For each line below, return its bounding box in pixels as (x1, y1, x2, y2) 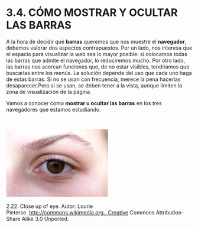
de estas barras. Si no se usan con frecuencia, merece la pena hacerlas (6, 76, 181, 83)
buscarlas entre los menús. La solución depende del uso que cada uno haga (6, 69, 192, 76)
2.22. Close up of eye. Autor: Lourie (6, 203, 93, 210)
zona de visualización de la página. (6, 88, 92, 95)
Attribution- (155, 209, 184, 216)
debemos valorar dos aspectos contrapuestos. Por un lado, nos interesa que (6, 44, 193, 51)
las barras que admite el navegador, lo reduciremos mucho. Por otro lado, (6, 57, 186, 64)
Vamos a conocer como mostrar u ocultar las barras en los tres (6, 99, 162, 106)
